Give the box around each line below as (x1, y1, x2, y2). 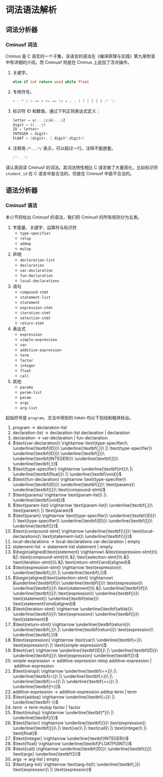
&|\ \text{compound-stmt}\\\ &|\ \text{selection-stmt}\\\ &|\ (12, 554, 130, 560)
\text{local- (131, 528, 155, 534)
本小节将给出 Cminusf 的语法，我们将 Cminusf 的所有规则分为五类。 (5, 214, 142, 220)
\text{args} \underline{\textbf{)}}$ (12, 751, 81, 757)
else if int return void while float (12, 79, 90, 84)
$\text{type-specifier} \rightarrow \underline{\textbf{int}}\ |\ (12, 466, 133, 472)
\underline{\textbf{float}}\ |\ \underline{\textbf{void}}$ (12, 471, 122, 477)
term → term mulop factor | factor (12, 704, 81, 710)
